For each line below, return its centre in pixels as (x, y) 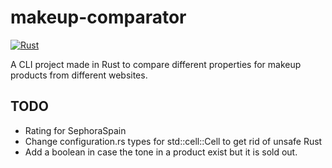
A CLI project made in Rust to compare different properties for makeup (156, 64)
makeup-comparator (98, 17)
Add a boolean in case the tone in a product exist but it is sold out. (161, 152)
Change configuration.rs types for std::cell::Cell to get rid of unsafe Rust (173, 141)
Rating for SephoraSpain (75, 130)
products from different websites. (79, 75)
